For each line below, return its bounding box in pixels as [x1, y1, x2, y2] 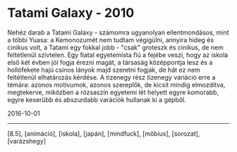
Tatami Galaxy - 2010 [7, 5, 135, 21]
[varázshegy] [7, 137, 47, 145]
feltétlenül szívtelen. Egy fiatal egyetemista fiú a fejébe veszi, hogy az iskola [7, 51, 229, 59]
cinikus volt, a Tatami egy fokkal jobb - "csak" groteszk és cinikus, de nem [7, 43, 224, 51]
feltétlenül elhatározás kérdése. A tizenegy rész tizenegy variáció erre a [7, 72, 216, 82]
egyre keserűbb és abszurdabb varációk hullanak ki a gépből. [7, 95, 187, 103]
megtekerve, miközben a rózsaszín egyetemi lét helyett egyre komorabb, [7, 88, 219, 96]
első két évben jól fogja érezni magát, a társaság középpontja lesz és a [7, 58, 213, 66]
